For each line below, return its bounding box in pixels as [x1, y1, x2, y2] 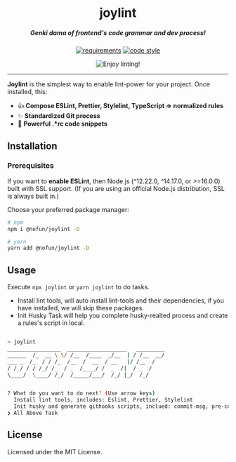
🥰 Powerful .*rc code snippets [17, 119, 107, 128]
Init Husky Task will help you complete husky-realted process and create [17, 311, 228, 320]
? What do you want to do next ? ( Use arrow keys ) [7, 390, 156, 397]
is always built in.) [7, 192, 60, 200]
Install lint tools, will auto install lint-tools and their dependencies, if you [17, 296, 225, 305]
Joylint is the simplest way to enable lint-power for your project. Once [7, 80, 211, 88]
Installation [7, 140, 58, 152]
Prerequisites [7, 161, 54, 171]
